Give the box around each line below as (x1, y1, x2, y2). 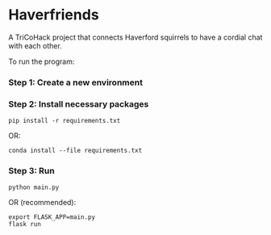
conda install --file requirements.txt (8, 147, 143, 155)
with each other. (8, 40, 62, 50)
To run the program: (8, 57, 75, 66)
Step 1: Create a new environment (8, 77, 144, 88)
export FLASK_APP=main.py (8, 213, 95, 221)
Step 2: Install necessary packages (8, 99, 149, 110)
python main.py (8, 183, 60, 191)
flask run (8, 220, 42, 229)
